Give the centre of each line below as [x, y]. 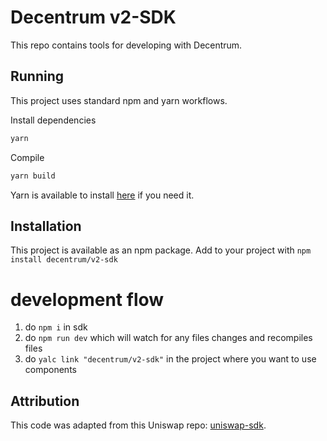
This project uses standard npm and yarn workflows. [119, 100]
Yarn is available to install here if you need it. [102, 195]
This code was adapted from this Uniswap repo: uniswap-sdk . [138, 425]
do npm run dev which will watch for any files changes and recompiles [168, 338]
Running [37, 76]
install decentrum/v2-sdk [64, 260]
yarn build [33, 176]
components [50, 370]
